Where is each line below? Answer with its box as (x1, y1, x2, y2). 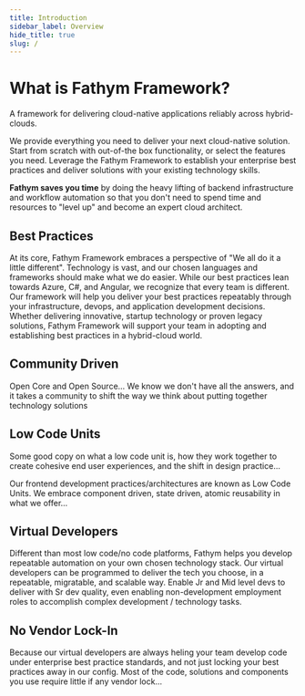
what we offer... (9, 497, 68, 508)
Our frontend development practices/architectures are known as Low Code (9, 478, 291, 489)
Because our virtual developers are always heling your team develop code (9, 647, 288, 658)
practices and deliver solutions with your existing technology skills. (9, 165, 261, 176)
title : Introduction (9, 13, 88, 23)
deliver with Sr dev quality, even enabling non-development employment (9, 587, 282, 597)
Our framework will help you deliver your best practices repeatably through (9, 291, 291, 302)
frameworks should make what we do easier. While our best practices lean (9, 272, 290, 283)
